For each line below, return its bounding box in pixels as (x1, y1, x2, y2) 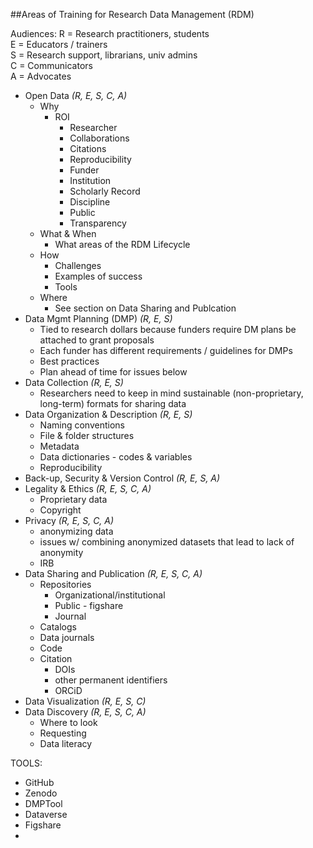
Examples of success (54, 270, 143, 282)
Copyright (39, 504, 82, 516)
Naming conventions (39, 419, 125, 431)
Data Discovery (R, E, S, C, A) (24, 706, 147, 718)
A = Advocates (10, 70, 72, 82)
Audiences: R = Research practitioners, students (10, 28, 210, 39)
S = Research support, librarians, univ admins (10, 49, 198, 61)
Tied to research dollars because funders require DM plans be (39, 324, 297, 335)
